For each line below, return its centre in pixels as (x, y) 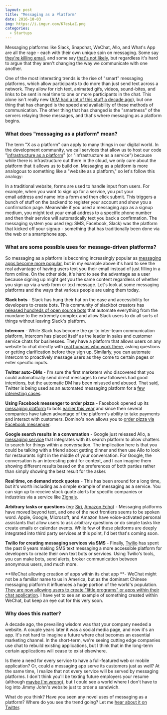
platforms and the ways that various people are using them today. (73, 290)
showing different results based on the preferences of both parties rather (80, 466)
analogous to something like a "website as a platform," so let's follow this (80, 171)
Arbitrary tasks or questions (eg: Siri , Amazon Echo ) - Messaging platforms (83, 506)
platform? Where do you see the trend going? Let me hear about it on (76, 702)
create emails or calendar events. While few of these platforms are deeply (81, 528)
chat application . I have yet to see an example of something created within (82, 595)
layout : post (19, 10)
